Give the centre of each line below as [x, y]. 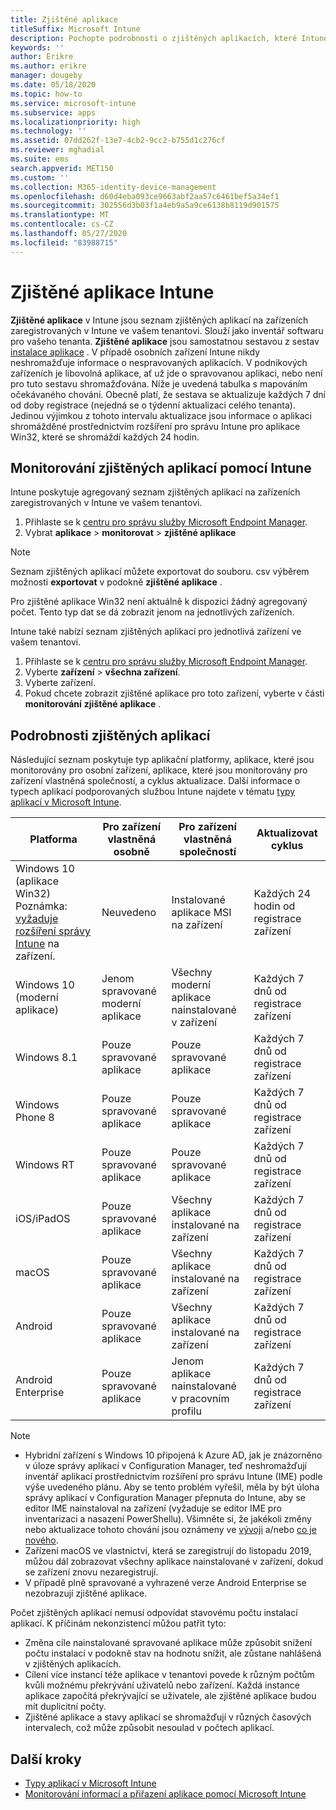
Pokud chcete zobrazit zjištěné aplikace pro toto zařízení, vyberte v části [174, 693]
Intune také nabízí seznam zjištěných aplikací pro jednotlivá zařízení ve [156, 632]
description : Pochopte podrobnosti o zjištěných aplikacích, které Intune [169, 38]
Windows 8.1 [46, 1058]
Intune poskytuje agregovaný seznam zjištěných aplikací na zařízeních [155, 492]
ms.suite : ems [40, 159]
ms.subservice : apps [53, 112]
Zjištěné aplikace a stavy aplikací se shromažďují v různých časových [168, 1717]
